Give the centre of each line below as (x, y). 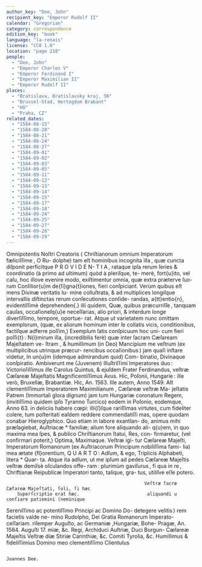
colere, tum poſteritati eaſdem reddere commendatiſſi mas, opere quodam (98, 414)
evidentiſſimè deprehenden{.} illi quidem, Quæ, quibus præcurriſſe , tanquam (101, 305)
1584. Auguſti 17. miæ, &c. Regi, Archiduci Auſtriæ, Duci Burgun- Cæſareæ (98, 530)
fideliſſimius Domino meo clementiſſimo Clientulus (68, 542)
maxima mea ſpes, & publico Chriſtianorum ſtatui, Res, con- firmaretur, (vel (99, 433)
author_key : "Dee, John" (37, 12)
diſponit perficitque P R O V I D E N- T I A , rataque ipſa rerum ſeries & (92, 267)
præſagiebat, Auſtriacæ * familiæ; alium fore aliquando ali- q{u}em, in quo (98, 427)
